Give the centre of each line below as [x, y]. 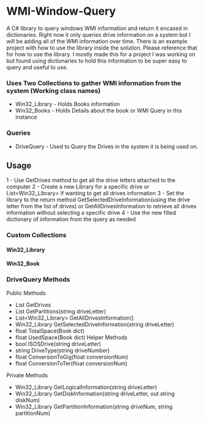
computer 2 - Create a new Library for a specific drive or [78, 187]
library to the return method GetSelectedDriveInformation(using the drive [98, 200]
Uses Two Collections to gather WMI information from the [94, 83]
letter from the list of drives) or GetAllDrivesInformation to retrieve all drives [102, 206]
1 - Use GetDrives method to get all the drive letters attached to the [91, 180]
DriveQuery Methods [38, 280]
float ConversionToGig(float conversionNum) [72, 357]
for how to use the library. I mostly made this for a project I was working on [101, 54]
